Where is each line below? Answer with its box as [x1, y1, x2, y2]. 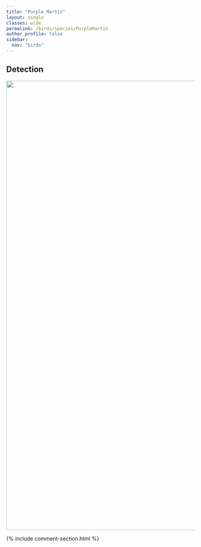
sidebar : [6, 37, 28, 43]
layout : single [6, 14, 44, 20]
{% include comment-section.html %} [6, 534, 100, 542]
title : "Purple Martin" [6, 8, 66, 15]
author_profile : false [6, 31, 63, 37]
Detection [6, 64, 44, 75]
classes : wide [6, 20, 42, 26]
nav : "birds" [11, 43, 44, 49]
